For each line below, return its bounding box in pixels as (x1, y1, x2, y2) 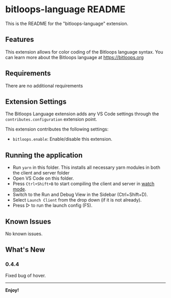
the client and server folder (12, 170, 70, 176)
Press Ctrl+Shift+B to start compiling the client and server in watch (12, 181, 155, 187)
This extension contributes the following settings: (5, 126, 108, 132)
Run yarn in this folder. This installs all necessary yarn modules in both (12, 164, 160, 170)
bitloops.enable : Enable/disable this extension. (12, 136, 112, 142)
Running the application (5, 151, 83, 159)
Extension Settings (5, 97, 67, 106)
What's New (5, 245, 45, 254)
